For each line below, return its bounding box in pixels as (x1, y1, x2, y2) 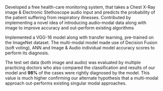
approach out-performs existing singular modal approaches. (5, 80, 127, 86)
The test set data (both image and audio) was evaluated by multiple (5, 60, 141, 65)
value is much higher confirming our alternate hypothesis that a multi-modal (5, 75, 159, 81)
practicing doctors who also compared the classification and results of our (5, 65, 156, 70)
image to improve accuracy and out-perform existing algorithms (5, 25, 134, 31)
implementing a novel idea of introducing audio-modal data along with (5, 20, 147, 25)
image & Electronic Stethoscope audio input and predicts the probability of (5, 9, 156, 15)
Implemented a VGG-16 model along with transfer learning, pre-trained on (5, 34, 154, 40)
